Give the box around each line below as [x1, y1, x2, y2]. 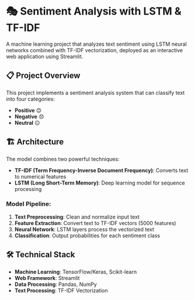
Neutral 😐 [14, 119, 40, 126]
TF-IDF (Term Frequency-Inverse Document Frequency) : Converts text [14, 166, 189, 173]
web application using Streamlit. [6, 53, 84, 60]
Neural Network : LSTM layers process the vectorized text [14, 226, 155, 233]
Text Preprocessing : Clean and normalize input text [14, 213, 140, 220]
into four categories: [6, 95, 56, 103]
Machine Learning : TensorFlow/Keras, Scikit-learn [14, 268, 137, 275]
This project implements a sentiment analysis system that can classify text [6, 89, 185, 96]
